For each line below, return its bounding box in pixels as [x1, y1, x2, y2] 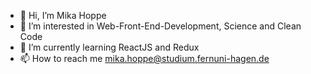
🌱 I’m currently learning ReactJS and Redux [19, 41, 200, 53]
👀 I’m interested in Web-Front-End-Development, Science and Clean [19, 20, 302, 32]
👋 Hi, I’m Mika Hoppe [19, 10, 107, 21]
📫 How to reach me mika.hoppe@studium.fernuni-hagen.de [19, 53, 270, 64]
